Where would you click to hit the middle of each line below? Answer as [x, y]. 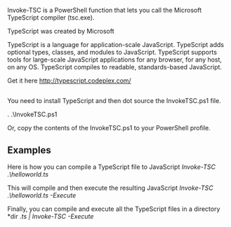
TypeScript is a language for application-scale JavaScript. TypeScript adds [116, 44]
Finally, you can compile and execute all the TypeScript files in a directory [114, 209]
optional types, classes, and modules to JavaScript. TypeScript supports [112, 52]
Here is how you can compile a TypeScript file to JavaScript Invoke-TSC [112, 167]
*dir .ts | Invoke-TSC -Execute [51, 216]
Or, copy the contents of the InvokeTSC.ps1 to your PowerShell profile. [109, 128]
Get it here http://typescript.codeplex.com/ [69, 81]
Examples [29, 150]
